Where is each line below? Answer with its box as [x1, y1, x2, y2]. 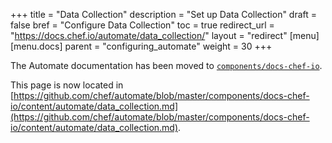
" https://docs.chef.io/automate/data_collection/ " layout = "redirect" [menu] [10, 30, 320, 41]
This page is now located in [10, 79, 124, 91]
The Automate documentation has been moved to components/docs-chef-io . [10, 60, 323, 71]
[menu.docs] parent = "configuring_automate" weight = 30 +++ [10, 40, 273, 52]
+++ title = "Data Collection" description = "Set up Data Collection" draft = [10, 9, 318, 20]
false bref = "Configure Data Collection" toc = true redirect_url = [10, 19, 275, 31]
